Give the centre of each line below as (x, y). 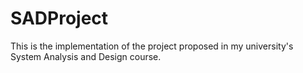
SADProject (59, 18)
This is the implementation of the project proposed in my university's (152, 46)
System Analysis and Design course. (86, 56)
